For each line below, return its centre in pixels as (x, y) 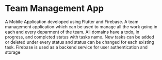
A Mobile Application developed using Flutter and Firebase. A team (72, 22)
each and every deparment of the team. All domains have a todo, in (72, 32)
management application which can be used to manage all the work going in (81, 26)
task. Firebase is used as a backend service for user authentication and (76, 47)
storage (13, 52)
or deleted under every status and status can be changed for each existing (80, 42)
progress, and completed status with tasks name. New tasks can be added (80, 37)
